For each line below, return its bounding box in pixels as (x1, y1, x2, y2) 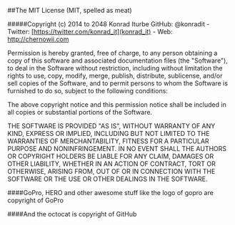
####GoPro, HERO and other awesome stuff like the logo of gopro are (7, 189, 214, 197)
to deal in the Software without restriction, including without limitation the (7, 64, 223, 72)
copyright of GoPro (7, 196, 64, 204)
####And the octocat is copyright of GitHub (7, 210, 137, 218)
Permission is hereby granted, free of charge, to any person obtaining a (7, 49, 218, 57)
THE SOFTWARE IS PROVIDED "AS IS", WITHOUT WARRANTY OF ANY (7, 122, 216, 130)
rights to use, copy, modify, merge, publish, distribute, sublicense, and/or (7, 71, 223, 80)
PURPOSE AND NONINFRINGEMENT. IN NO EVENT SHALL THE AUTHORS (7, 145, 227, 152)
